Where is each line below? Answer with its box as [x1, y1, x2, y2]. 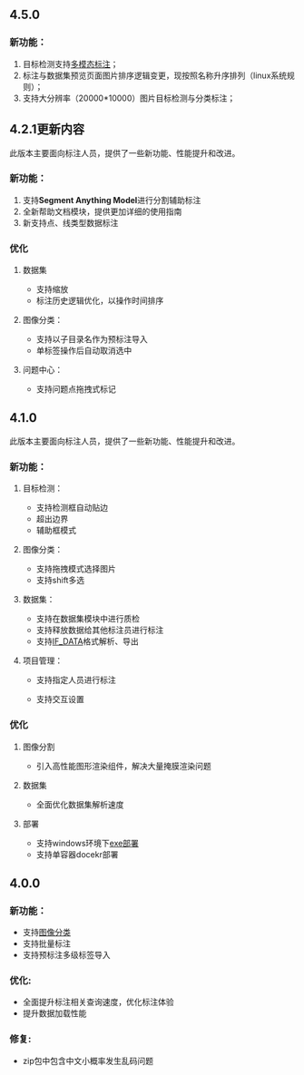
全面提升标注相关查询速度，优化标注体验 [22, 997, 174, 1008]
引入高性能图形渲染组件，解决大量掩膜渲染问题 [35, 760, 211, 771]
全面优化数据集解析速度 [35, 798, 124, 810]
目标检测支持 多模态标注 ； [22, 58, 119, 69]
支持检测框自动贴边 [35, 503, 109, 513]
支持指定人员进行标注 [35, 675, 116, 686]
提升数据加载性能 [22, 1008, 87, 1019]
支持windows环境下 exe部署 [35, 837, 139, 848]
